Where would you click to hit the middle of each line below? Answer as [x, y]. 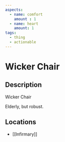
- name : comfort [26, 14]
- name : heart [24, 24]
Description [23, 85]
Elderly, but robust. [24, 106]
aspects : [14, 10]
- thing [17, 38]
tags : [11, 33]
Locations [21, 122]
